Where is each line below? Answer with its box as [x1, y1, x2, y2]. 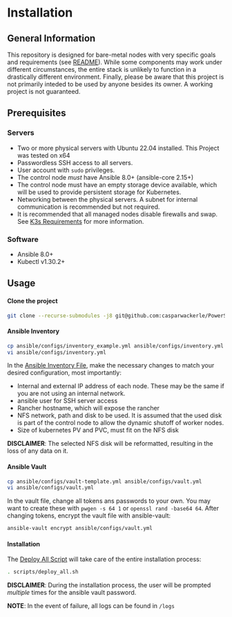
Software [7, 234, 39, 244]
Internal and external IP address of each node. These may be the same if [17, 382, 224, 390]
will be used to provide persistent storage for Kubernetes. [17, 188, 182, 196]
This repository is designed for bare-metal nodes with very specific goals [7, 50, 216, 59]
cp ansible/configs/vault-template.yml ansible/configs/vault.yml [7, 478, 202, 485]
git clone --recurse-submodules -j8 [7, 312, 113, 319]
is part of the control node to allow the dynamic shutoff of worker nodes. [17, 419, 224, 427]
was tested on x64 [17, 151, 70, 160]
